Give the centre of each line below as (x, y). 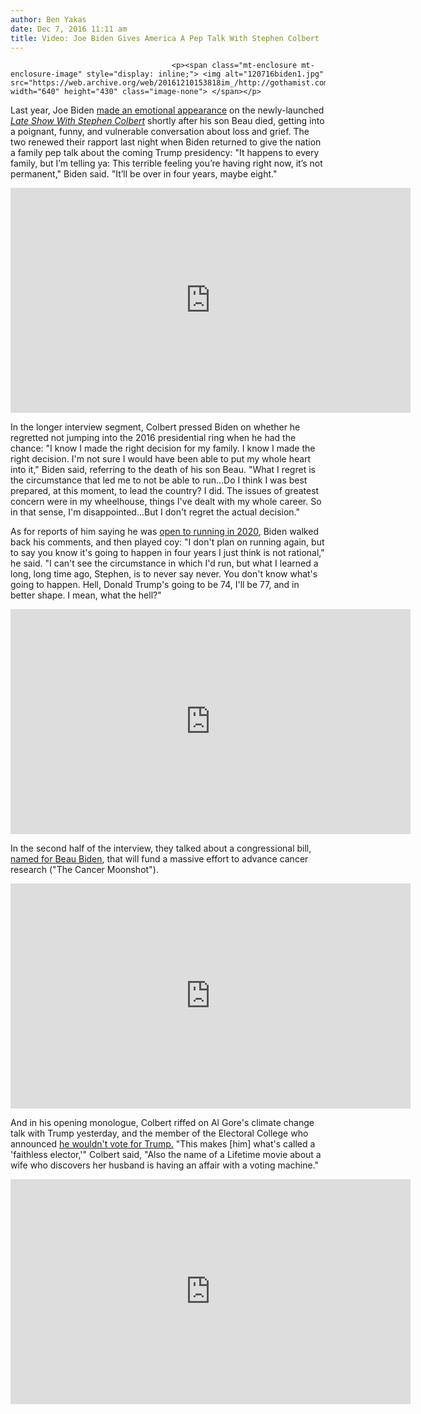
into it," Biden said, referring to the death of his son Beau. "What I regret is (163, 470)
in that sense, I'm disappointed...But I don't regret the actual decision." (155, 512)
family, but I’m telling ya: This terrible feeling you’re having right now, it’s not (166, 163)
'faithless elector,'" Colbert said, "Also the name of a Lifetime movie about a (166, 1155)
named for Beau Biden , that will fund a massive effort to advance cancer (159, 859)
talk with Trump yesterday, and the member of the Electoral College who (159, 1133)
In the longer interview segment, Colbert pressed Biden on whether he (155, 427)
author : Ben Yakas (48, 19)
